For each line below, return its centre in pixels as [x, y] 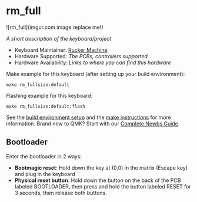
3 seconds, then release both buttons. [61, 193]
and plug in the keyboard [45, 174]
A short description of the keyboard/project [59, 38]
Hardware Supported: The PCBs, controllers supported [81, 56]
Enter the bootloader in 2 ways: [44, 156]
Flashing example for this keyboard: [49, 95]
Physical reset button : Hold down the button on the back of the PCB [98, 180]
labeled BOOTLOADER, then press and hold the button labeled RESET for [103, 186]
